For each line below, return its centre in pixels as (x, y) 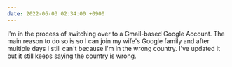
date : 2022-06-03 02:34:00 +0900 (56, 14)
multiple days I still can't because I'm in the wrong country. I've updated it (114, 48)
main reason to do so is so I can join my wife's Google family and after (109, 41)
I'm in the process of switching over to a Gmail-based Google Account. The (116, 33)
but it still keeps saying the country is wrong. (72, 56)
